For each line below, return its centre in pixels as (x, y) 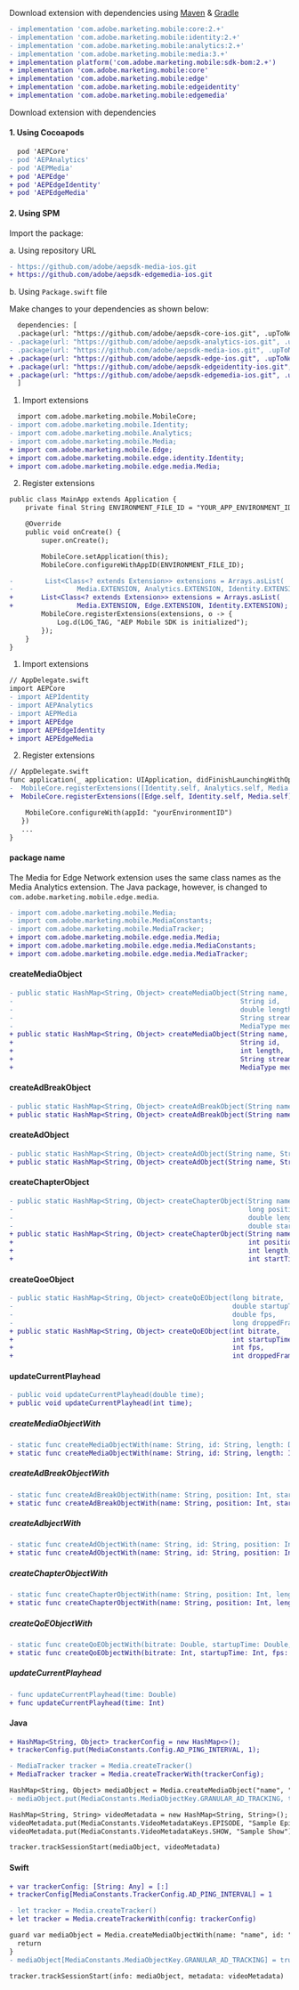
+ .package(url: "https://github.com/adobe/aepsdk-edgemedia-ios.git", (145, 375)
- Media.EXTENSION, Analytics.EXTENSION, (117, 589)
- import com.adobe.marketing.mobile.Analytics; (101, 434)
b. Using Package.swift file (58, 292)
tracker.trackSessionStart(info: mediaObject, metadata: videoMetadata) (147, 1976)
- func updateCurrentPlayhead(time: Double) (93, 1694)
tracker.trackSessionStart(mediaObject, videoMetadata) (115, 1848)
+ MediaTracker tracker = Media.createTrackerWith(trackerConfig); (137, 1775)
